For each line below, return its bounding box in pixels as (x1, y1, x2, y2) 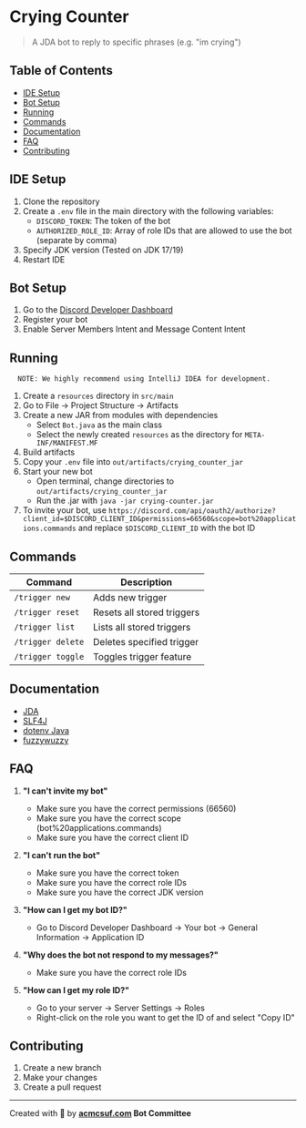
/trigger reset (14, 608, 80, 617)
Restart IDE (22, 253, 66, 265)
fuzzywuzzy (22, 734, 69, 745)
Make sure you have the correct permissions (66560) (36, 803, 237, 814)
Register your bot (22, 314, 88, 325)
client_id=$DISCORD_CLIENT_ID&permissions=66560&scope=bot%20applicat (22, 515, 297, 524)
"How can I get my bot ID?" (22, 904, 127, 915)
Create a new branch (22, 1062, 102, 1073)
